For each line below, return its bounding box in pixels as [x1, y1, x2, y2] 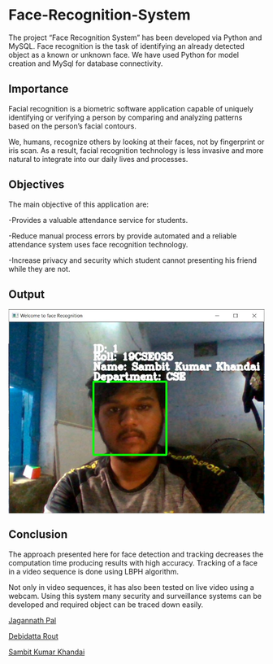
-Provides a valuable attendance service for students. [8, 215, 188, 225]
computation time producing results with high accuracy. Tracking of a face [8, 557, 258, 567]
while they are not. [8, 264, 71, 273]
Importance [8, 82, 69, 96]
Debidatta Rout [8, 631, 58, 640]
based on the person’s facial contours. [8, 120, 136, 131]
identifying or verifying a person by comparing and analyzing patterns [8, 112, 243, 122]
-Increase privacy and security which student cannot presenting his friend [8, 255, 258, 265]
